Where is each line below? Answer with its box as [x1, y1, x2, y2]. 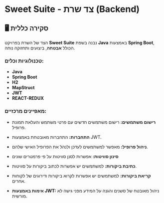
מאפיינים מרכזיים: [4, 108, 47, 115]
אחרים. [11, 178, 26, 184]
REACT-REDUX [11, 95, 44, 101]
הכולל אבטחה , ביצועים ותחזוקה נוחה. [4, 45, 75, 51]
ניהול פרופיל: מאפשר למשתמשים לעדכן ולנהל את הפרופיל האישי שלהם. [11, 144, 148, 150]
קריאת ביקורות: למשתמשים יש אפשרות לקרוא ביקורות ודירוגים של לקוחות [11, 173, 151, 179]
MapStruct [11, 85, 35, 91]
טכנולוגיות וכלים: [4, 57, 44, 64]
